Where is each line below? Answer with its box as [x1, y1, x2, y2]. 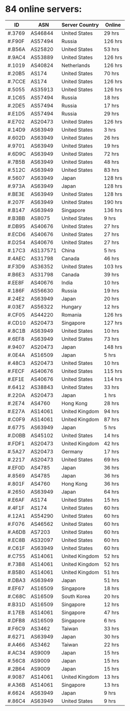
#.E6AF [7, 496, 25, 503]
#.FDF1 [7, 440, 25, 447]
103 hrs [103, 263, 123, 270]
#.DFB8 [7, 617, 26, 624]
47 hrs [103, 609, 120, 616]
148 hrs [103, 343, 123, 350]
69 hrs [103, 456, 120, 463]
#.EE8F [7, 279, 25, 286]
